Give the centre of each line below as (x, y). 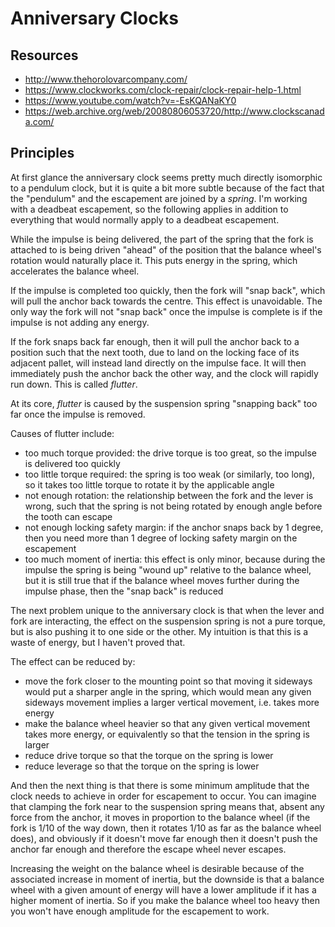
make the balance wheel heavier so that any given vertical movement (167, 723)
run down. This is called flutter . (74, 384)
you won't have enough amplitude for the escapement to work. (140, 911)
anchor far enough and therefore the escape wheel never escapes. (148, 849)
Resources (44, 55)
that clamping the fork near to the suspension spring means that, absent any (167, 806)
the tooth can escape (68, 516)
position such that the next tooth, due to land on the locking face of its (155, 352)
